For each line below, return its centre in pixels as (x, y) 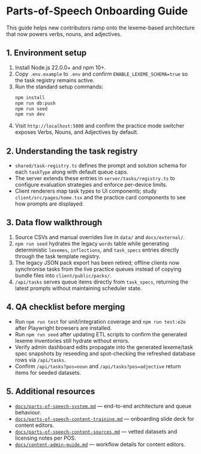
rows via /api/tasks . (40, 360)
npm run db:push (35, 103)
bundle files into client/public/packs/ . (63, 275)
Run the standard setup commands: (59, 86)
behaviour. (28, 412)
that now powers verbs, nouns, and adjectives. (64, 34)
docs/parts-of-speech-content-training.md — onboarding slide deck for (105, 419)
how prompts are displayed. (49, 204)
